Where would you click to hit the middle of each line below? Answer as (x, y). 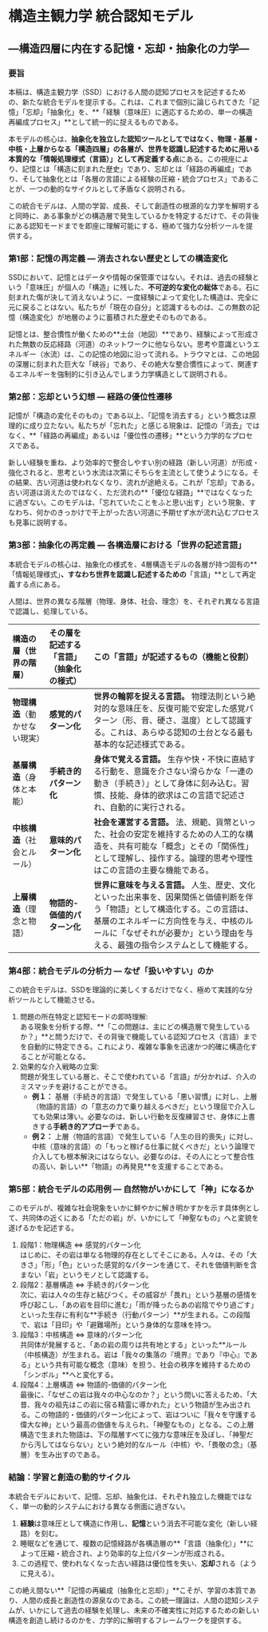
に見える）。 (39, 1573)
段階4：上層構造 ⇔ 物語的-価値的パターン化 (93, 1385)
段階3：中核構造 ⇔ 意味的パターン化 (81, 1335)
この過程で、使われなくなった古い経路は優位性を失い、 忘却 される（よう (138, 1563)
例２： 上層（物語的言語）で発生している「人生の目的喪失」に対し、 (144, 1137)
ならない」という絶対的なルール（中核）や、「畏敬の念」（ (156, 1445)
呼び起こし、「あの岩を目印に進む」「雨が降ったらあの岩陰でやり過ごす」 (138, 1305)
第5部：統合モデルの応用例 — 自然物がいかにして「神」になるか (131, 1189)
